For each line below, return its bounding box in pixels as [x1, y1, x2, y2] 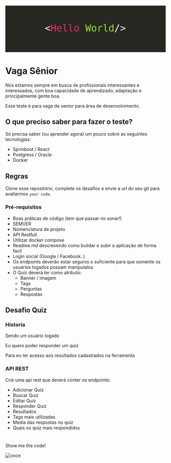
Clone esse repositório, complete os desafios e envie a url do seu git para [5, 186, 160, 192]
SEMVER [12, 220, 32, 227]
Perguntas [20, 286, 42, 292]
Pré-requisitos [5, 203, 42, 211]
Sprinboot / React [12, 146, 50, 152]
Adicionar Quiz [12, 387, 44, 393]
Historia [5, 321, 25, 328]
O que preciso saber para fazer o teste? [5, 118, 133, 126]
